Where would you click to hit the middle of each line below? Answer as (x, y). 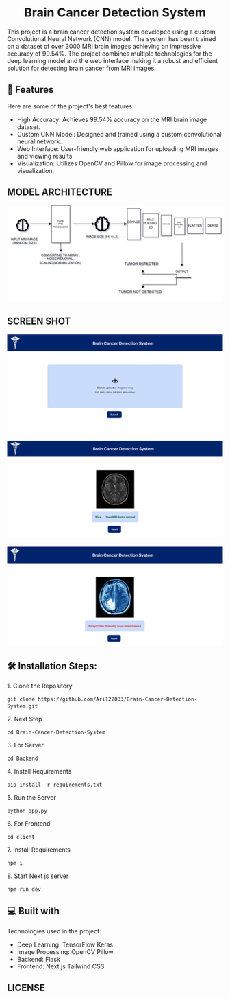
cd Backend (23, 759)
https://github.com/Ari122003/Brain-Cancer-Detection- (117, 699)
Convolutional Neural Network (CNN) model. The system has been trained (112, 38)
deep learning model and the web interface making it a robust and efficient (113, 60)
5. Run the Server (32, 798)
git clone (21, 699)
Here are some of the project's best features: (71, 106)
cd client (21, 837)
